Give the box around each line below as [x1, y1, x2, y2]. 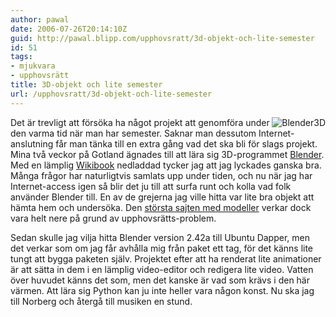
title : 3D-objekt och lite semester [10, 80, 163, 90]
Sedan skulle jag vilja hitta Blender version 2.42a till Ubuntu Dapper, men [10, 231, 310, 243]
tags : [10, 52, 33, 62]
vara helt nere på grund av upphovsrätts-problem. [10, 212, 217, 224]
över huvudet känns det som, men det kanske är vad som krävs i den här [10, 274, 311, 286]
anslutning [10, 137, 54, 150]
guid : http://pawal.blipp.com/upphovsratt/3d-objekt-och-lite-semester [10, 33, 315, 43]
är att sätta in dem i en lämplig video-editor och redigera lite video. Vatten [10, 263, 314, 275]
